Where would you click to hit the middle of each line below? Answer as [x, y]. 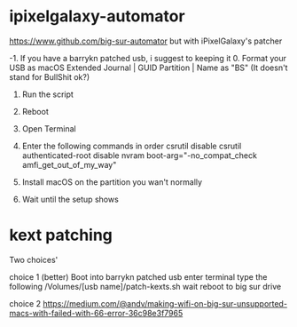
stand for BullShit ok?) [50, 76]
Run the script [47, 94]
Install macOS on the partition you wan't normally [112, 182]
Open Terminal [49, 128]
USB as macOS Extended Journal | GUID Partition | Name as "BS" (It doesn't [148, 68]
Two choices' [34, 259]
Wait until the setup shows [70, 199]
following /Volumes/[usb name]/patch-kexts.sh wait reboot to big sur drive [145, 286]
